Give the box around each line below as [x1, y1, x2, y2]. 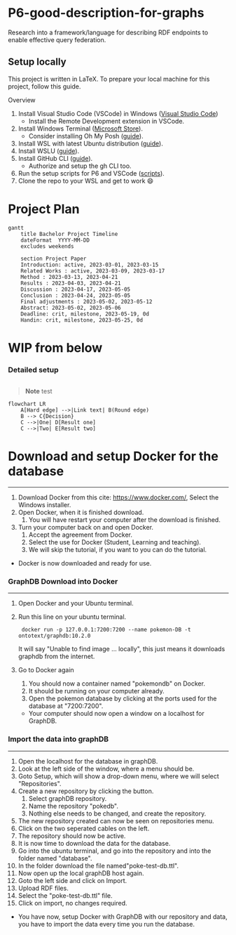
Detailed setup [8, 365, 59, 374]
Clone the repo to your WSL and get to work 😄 [18, 176, 154, 185]
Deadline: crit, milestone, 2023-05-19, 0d [20, 310, 150, 318]
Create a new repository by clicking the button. [18, 787, 154, 795]
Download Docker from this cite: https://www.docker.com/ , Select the [18, 493, 219, 502]
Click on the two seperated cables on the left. [18, 824, 150, 832]
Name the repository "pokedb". [28, 802, 118, 810]
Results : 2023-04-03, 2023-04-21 [20, 280, 121, 287]
